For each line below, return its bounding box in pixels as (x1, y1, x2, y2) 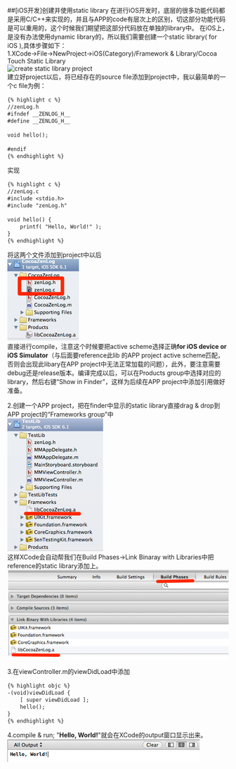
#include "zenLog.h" (7, 202, 68, 209)
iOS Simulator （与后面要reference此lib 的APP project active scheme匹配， (7, 351, 225, 359)
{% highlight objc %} (7, 682, 71, 689)
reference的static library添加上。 (7, 562, 103, 570)
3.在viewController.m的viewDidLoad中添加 (7, 667, 131, 675)
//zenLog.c (7, 188, 39, 195)
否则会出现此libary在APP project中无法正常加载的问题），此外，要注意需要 (7, 360, 221, 368)
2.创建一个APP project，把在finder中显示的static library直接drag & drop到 (7, 401, 221, 410)
